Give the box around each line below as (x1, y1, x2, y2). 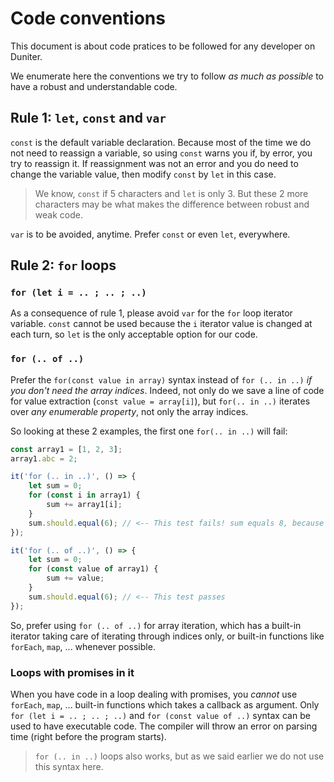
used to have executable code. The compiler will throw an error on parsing (10, 720, 318, 732)
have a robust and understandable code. (10, 80, 178, 92)
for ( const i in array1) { (28, 490, 141, 501)
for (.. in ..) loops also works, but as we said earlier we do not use (34, 750, 325, 762)
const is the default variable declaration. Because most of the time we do (10, 136, 312, 148)
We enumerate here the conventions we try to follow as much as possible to (10, 70, 324, 82)
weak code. (34, 208, 83, 221)
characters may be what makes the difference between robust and (34, 198, 310, 210)
